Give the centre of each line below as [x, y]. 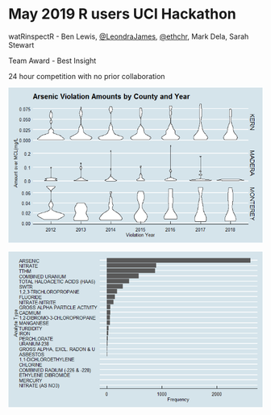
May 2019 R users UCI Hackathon [122, 14]
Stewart [21, 44]
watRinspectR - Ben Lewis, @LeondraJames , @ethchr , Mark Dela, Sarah [129, 36]
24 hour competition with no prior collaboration [87, 76]
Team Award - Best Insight [52, 61]
